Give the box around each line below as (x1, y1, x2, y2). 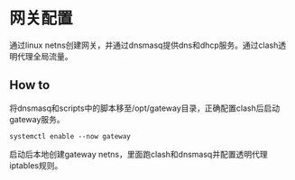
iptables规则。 (9, 159, 63, 171)
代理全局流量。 (16, 50, 73, 61)
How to (9, 77, 51, 93)
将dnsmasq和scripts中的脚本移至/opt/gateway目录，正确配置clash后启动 (9, 103, 281, 113)
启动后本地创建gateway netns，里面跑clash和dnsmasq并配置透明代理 (9, 148, 268, 159)
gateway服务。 (9, 113, 65, 124)
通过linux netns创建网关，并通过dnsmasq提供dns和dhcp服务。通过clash (9, 40, 279, 50)
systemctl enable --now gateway (9, 131, 131, 140)
